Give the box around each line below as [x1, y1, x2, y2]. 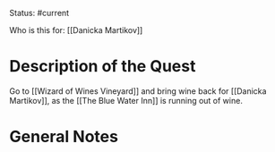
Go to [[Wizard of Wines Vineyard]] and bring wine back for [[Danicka [9, 85, 267, 97]
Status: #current [9, 8, 70, 18]
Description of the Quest [9, 56, 196, 77]
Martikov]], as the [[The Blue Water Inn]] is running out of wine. [9, 95, 244, 106]
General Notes [9, 127, 119, 147]
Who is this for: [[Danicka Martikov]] [9, 25, 143, 35]
